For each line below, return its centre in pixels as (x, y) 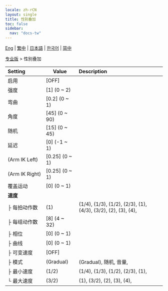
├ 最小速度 (20, 271)
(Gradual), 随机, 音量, (103, 262)
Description (93, 71)
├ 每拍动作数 (23, 207)
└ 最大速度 (20, 281)
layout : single (21, 15)
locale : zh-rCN (21, 10)
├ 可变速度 (20, 253)
